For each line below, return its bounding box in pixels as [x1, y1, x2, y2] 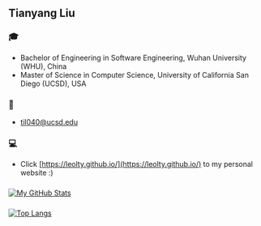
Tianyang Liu [8, 6, 75, 20]
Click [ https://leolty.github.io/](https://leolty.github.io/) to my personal [19, 160, 254, 169]
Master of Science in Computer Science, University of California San [19, 70, 250, 79]
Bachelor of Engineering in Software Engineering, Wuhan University [19, 53, 247, 62]
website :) [19, 168, 54, 177]
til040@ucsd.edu [19, 117, 79, 126]
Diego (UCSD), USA [19, 79, 87, 88]
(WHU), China [19, 61, 67, 71]
